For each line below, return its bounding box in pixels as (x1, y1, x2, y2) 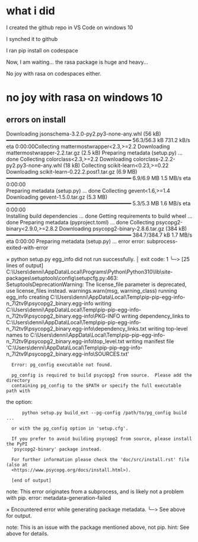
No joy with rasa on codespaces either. (6, 70, 102, 77)
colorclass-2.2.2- (133, 155, 176, 162)
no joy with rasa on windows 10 (6, 91, 163, 105)
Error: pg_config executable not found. (11, 362, 113, 368)
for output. (6, 512, 33, 519)
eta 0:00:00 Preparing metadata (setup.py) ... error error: (6, 237, 145, 245)
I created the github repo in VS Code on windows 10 (6, 24, 133, 31)
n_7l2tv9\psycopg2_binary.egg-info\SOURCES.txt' (6, 350, 129, 358)
